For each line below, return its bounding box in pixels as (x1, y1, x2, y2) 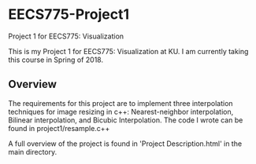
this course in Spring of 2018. (8, 55, 104, 64)
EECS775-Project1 (8, 5, 130, 24)
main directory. (8, 147, 58, 156)
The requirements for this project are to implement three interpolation (8, 98, 234, 108)
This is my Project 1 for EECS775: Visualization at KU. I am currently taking (8, 46, 249, 56)
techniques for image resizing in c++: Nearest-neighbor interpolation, (8, 107, 234, 116)
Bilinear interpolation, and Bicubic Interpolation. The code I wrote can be (8, 115, 243, 125)
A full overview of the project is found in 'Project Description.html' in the (8, 139, 243, 148)
